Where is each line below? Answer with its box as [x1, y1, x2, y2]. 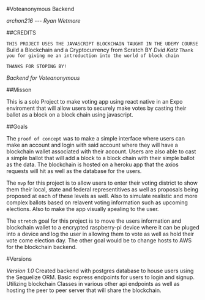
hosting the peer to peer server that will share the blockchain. [6, 287, 162, 294]
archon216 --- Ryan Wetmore [6, 17, 81, 24]
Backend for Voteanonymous [6, 74, 80, 82]
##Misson [6, 86, 32, 93]
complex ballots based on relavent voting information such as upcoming [6, 199, 188, 206]
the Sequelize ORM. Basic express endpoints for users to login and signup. [6, 274, 195, 281]
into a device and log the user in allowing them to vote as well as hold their [6, 230, 195, 237]
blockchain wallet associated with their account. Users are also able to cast [6, 148, 196, 155]
